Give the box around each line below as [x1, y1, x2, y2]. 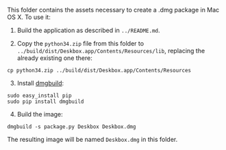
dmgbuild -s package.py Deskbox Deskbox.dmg [7, 123, 136, 130]
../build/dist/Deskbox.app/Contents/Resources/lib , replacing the [16, 47, 205, 55]
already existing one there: [16, 54, 92, 62]
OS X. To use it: [7, 13, 51, 21]
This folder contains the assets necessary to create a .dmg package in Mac [7, 6, 220, 14]
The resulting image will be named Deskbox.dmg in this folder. [7, 136, 178, 143]
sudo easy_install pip [7, 92, 72, 99]
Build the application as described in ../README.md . [16, 27, 160, 34]
